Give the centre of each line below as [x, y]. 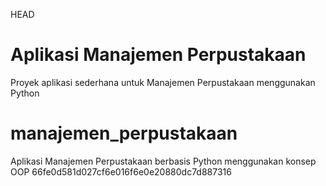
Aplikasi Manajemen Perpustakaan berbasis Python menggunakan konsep [163, 161]
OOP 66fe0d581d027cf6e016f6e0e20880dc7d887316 [121, 171]
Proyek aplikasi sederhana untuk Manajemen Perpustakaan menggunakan [163, 82]
